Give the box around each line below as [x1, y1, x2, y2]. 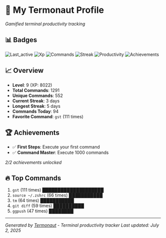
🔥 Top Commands [5, 174, 61, 182]
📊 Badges [5, 36, 37, 44]
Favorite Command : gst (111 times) [12, 113, 84, 119]
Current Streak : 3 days [12, 97, 60, 103]
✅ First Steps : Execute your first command [12, 144, 100, 150]
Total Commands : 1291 [12, 87, 60, 93]
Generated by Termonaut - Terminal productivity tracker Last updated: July [5, 222, 160, 228]
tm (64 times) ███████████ [12, 197, 74, 203]
